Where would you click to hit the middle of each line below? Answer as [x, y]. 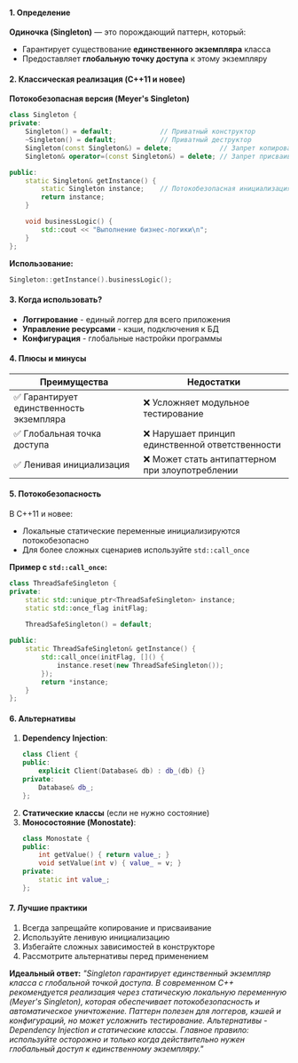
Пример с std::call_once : [59, 567]
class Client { [50, 755]
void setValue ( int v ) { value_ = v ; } [110, 863]
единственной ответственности [212, 444]
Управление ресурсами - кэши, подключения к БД [120, 329]
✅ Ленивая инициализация [72, 464]
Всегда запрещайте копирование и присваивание [117, 928]
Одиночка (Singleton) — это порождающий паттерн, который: [128, 32]
